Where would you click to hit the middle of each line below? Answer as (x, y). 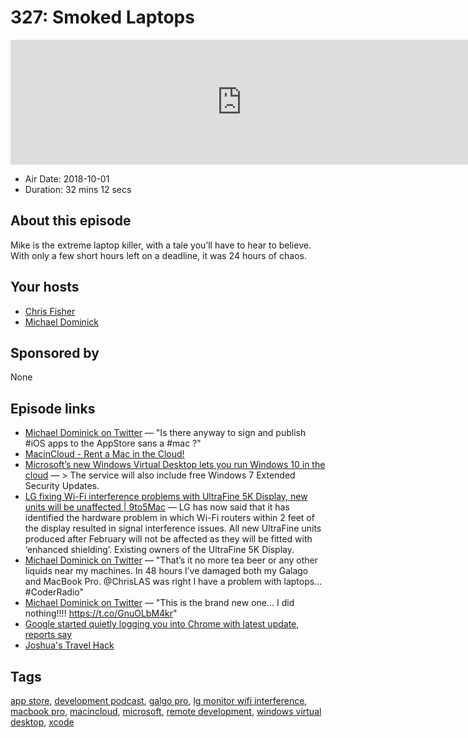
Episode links (53, 408)
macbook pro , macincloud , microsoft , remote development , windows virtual (166, 711)
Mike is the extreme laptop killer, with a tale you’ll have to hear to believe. (161, 245)
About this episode (71, 221)
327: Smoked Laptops (102, 17)
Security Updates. (62, 486)
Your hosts (45, 287)
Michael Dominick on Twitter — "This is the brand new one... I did (159, 603)
